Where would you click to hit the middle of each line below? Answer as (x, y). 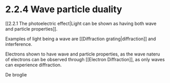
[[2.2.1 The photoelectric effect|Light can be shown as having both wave (81, 23)
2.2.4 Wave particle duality (64, 9)
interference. (19, 44)
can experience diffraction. (33, 65)
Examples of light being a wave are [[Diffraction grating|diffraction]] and (81, 39)
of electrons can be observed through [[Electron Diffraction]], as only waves (85, 59)
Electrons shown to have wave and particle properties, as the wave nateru (83, 54)
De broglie (16, 74)
